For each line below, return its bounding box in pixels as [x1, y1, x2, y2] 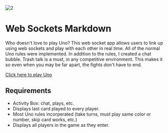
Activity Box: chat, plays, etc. [12, 100, 74, 106]
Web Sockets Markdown [5, 23, 112, 34]
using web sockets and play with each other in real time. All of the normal [5, 45, 160, 51]
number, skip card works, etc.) [12, 116, 78, 123]
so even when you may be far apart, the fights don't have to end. [5, 62, 142, 68]
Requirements [5, 86, 51, 95]
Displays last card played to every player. [12, 105, 100, 111]
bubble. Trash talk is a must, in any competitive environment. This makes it [5, 56, 163, 62]
